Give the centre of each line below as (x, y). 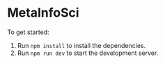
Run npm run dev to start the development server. (88, 53)
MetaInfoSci (43, 13)
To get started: (29, 32)
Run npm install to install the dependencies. (81, 45)
